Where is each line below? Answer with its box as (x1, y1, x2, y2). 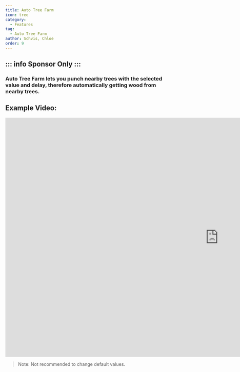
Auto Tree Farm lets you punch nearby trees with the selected (5, 75, 163, 82)
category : (5, 17, 27, 22)
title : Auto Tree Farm (5, 7, 54, 13)
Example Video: (5, 104, 57, 113)
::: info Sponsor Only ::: (5, 60, 81, 69)
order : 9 (5, 41, 24, 46)
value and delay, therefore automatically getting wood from (5, 81, 156, 89)
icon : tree (5, 12, 29, 17)
